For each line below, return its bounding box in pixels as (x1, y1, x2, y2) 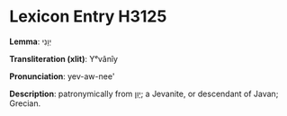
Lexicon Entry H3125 (9, 6, 167, 27)
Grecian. (9, 97, 41, 109)
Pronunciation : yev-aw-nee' (9, 70, 115, 82)
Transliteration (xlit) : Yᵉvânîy (9, 53, 119, 64)
